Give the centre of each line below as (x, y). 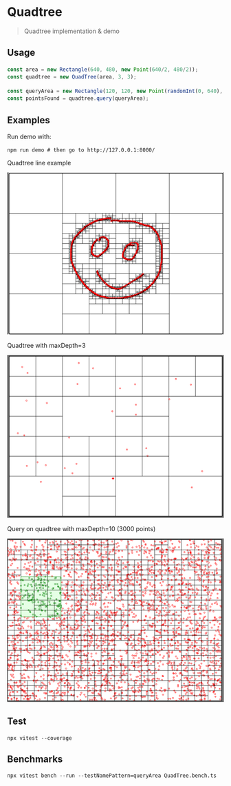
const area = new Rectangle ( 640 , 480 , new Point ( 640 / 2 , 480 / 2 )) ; (103, 70)
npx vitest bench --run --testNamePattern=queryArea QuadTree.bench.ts (112, 776)
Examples (29, 120)
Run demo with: (29, 136)
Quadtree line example (39, 163)
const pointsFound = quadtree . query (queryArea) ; (78, 99)
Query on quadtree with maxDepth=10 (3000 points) (81, 529)
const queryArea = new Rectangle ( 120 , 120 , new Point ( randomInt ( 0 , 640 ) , (115, 91)
